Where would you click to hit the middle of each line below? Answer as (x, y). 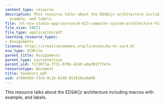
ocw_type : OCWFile (24, 51)
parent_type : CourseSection (34, 60)
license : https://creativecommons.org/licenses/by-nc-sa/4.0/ (70, 46)
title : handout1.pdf (26, 74)
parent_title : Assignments (33, 55)
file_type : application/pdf (34, 32)
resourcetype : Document (29, 69)
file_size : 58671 (23, 28)
